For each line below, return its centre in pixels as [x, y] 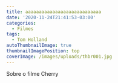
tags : [13, 34]
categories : [21, 23]
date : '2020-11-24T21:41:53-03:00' [51, 17]
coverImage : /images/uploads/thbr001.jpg [59, 57]
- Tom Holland [29, 40]
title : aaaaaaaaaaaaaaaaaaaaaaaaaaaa [54, 12]
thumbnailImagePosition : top [43, 51]
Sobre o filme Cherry [32, 73]
